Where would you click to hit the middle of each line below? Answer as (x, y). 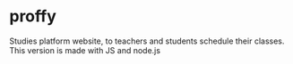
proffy (33, 16)
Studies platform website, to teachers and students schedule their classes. (147, 41)
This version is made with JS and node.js (85, 50)
